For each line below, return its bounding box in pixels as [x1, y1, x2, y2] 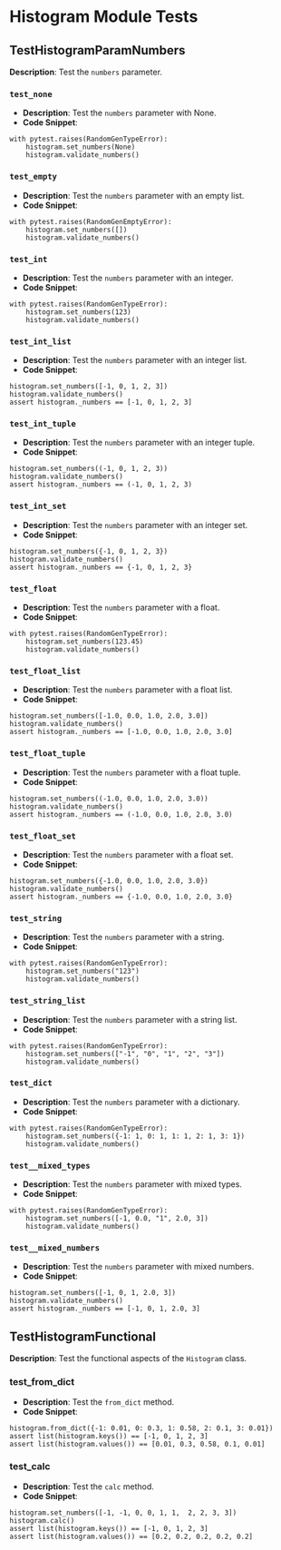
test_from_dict [9, 1376, 75, 1388]
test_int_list [9, 336, 72, 347]
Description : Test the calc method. [22, 1481, 154, 1492]
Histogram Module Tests [9, 6, 199, 27]
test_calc [9, 1460, 51, 1473]
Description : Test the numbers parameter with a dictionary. [22, 1096, 240, 1107]
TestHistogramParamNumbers [9, 43, 186, 58]
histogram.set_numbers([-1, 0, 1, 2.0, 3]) [9, 1289, 177, 1298]
